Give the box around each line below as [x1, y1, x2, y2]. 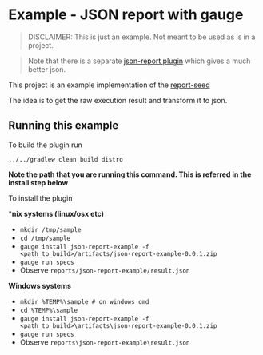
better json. [27, 64, 66, 74]
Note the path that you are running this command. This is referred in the [8, 170, 252, 179]
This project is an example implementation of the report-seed [8, 80, 210, 90]
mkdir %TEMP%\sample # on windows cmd [19, 297, 149, 305]
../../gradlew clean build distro [8, 155, 124, 163]
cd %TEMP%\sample [19, 306, 78, 314]
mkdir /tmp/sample [19, 225, 82, 233]
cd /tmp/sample [19, 234, 71, 242]
